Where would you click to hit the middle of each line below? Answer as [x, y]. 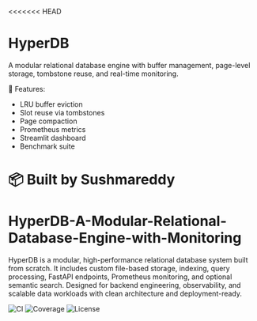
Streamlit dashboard [53, 138]
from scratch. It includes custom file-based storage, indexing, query [119, 269]
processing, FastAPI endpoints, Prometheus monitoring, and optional [120, 277]
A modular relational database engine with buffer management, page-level [129, 65]
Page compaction [48, 121]
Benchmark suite [47, 146]
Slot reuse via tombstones [62, 112]
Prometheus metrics [53, 129]
